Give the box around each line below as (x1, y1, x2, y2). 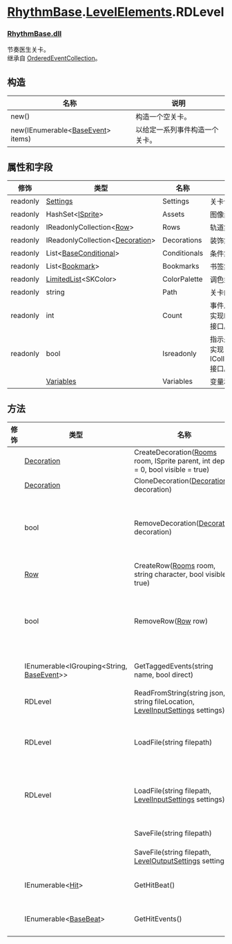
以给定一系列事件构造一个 (135, 125, 219, 135)
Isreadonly (162, 349, 197, 359)
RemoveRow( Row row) (134, 616, 209, 625)
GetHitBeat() (134, 880, 175, 890)
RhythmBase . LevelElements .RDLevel (7, 4, 224, 20)
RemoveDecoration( (134, 518, 199, 528)
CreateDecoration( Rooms (134, 447, 217, 457)
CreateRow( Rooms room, (134, 560, 216, 570)
